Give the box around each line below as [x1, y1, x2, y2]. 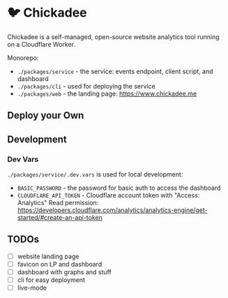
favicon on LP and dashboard [17, 260, 102, 268]
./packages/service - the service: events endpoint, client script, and [17, 67, 213, 75]
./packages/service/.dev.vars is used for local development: [7, 170, 183, 179]
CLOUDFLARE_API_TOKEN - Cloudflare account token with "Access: [17, 191, 200, 200]
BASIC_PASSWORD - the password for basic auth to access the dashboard [17, 184, 221, 192]
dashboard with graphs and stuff [17, 267, 112, 276]
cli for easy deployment [17, 276, 86, 284]
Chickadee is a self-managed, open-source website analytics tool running [7, 32, 220, 41]
